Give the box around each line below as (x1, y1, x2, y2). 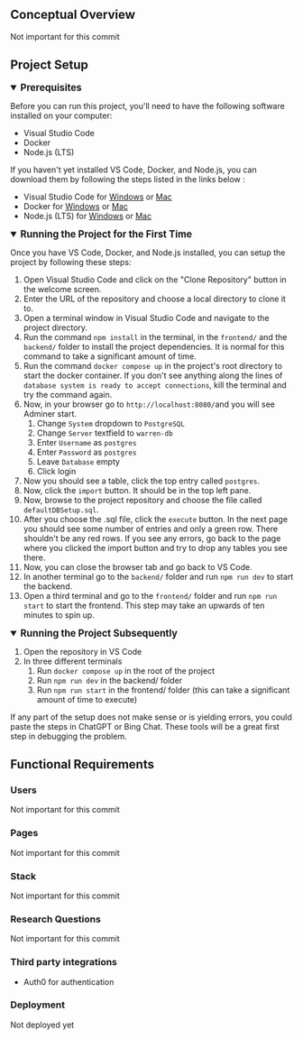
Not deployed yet (10, 1019, 75, 1030)
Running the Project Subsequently (20, 627, 179, 639)
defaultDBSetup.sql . (23, 504, 99, 515)
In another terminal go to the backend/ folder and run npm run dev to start (23, 571, 294, 582)
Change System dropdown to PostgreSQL (36, 418, 186, 428)
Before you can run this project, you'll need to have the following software (10, 100, 285, 111)
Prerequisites (20, 81, 82, 94)
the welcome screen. (23, 283, 102, 294)
